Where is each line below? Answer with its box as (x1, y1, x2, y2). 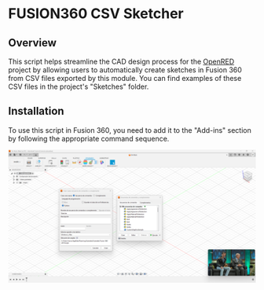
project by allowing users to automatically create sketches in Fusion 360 (8, 65, 242, 75)
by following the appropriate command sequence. (8, 134, 170, 143)
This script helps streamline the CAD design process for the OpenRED (8, 57, 235, 66)
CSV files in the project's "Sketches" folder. (8, 82, 149, 91)
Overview (8, 36, 57, 50)
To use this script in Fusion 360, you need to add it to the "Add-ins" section (8, 125, 251, 134)
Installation (8, 105, 64, 118)
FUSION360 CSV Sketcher (8, 5, 184, 23)
